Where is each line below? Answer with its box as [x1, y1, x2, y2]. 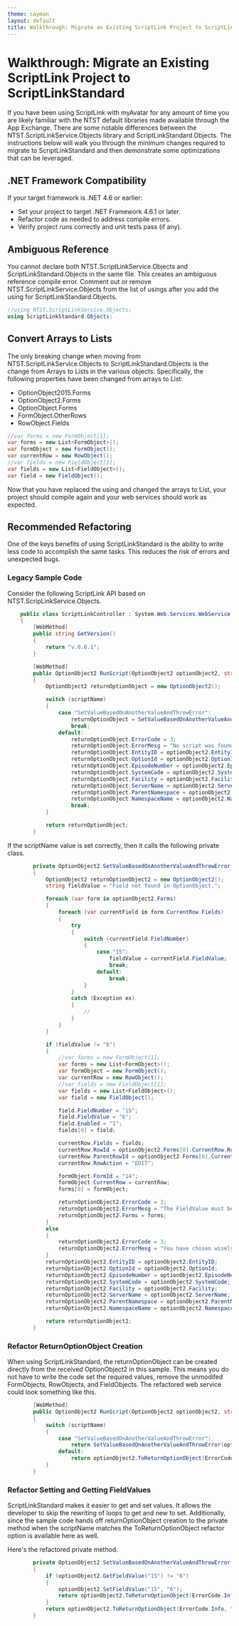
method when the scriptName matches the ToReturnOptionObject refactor [7, 1524, 225, 1532]
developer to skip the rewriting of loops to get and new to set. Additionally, [7, 1509, 226, 1518]
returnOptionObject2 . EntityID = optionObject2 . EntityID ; [45, 1258, 218, 1266]
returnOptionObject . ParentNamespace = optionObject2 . [70, 789, 234, 796]
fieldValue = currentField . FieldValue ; [109, 955, 228, 962]
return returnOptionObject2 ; [45, 1318, 132, 1325]
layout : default [7, 17, 55, 24]
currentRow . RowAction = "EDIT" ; [58, 1159, 154, 1167]
